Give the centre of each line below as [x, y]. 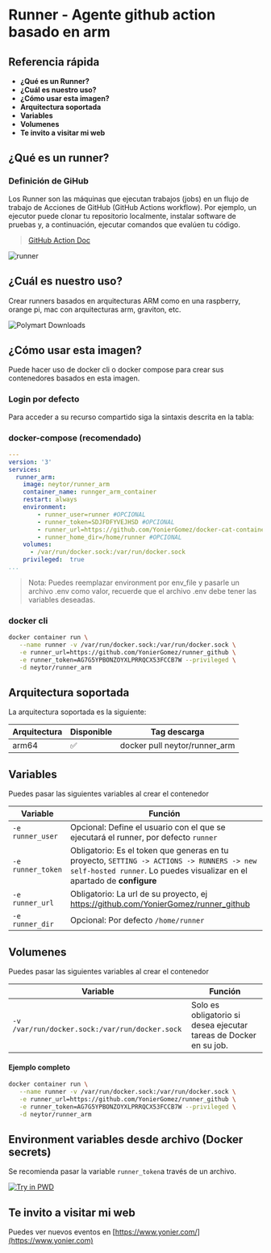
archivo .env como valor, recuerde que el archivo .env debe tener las [142, 591]
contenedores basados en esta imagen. [74, 378]
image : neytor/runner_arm [67, 485]
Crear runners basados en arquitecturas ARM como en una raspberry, [125, 301]
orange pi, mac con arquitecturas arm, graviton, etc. [95, 309]
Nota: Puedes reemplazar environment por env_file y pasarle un [134, 582]
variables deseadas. [61, 599]
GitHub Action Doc [59, 240]
